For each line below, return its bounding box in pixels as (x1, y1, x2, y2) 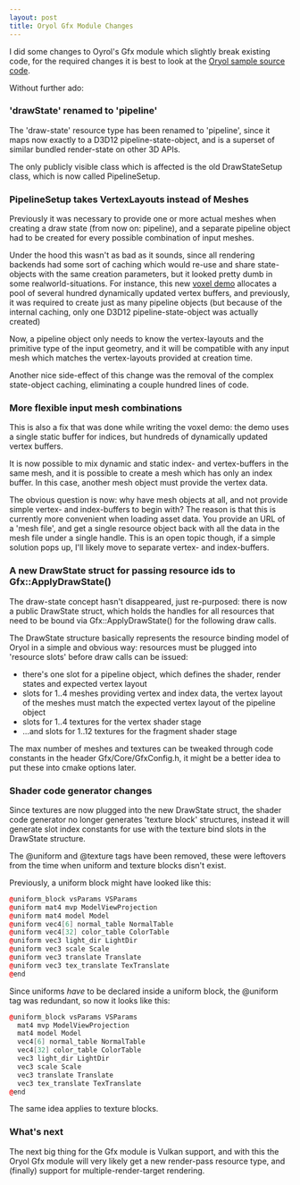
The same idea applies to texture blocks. (9, 1104, 159, 1114)
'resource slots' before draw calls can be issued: (9, 651, 189, 662)
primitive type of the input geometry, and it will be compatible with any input (9, 343, 289, 354)
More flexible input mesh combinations (9, 402, 183, 414)
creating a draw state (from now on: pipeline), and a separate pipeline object (9, 223, 291, 233)
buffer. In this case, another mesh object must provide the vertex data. (9, 478, 268, 488)
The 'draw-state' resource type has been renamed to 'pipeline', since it (9, 124, 271, 135)
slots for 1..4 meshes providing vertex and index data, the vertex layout (21, 688, 283, 698)
